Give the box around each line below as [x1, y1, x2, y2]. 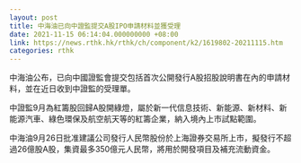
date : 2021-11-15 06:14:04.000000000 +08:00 [9, 30, 179, 39]
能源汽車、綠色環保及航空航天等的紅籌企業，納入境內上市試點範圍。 [9, 114, 261, 124]
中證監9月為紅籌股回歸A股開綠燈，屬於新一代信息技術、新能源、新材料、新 [9, 102, 288, 113]
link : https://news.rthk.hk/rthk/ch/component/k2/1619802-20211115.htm [9, 38, 283, 47]
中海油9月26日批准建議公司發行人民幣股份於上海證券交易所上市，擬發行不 [9, 133, 284, 143]
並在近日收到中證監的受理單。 [24, 83, 136, 94]
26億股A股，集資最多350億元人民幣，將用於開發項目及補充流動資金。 [16, 144, 276, 155]
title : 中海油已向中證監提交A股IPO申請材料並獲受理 [9, 21, 181, 30]
